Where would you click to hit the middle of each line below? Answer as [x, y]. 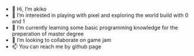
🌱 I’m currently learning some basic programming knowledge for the [95, 27]
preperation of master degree [48, 34]
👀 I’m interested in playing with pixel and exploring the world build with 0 [100, 15]
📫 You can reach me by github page [56, 46]
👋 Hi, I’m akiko [29, 9]
